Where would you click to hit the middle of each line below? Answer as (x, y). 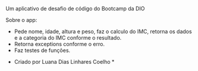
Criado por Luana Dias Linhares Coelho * (64, 62)
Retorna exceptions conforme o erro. (59, 44)
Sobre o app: (21, 20)
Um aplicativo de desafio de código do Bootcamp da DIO (75, 9)
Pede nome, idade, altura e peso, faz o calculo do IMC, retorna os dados (103, 31)
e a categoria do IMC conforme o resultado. (68, 38)
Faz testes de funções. (42, 50)
